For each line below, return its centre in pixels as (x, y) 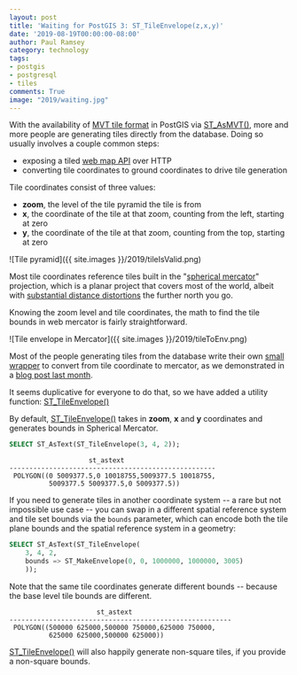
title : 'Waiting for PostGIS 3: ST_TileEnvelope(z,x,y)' (117, 26)
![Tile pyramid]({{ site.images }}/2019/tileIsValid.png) (106, 260)
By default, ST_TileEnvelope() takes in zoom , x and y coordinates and (136, 419)
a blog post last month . (51, 375)
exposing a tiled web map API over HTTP (97, 161)
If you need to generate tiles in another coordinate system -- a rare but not (145, 500)
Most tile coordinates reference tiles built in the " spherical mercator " (134, 276)
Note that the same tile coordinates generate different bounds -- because (143, 586)
